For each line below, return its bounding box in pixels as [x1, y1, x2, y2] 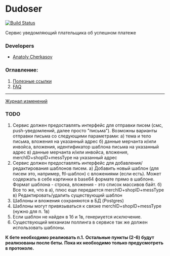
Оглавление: [5, 66, 38, 74]
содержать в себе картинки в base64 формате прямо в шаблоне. [12, 176, 155, 182]
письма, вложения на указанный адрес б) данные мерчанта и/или [12, 138, 156, 144]
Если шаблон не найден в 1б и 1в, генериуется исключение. [12, 213, 142, 220]
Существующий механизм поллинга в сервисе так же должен [12, 219, 148, 225]
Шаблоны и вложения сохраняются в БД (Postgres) [12, 197, 124, 203]
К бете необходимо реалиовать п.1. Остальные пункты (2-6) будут [5, 234, 154, 240]
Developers [5, 42, 34, 49]
